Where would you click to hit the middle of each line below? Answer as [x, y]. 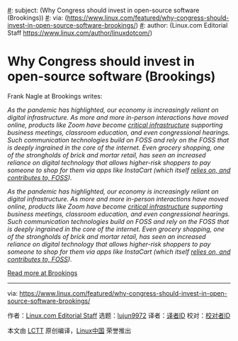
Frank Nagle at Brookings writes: [55, 96]
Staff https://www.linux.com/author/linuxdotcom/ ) [80, 33]
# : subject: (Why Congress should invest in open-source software [103, 10]
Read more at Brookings [42, 273]
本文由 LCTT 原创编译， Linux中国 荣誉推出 [69, 330]
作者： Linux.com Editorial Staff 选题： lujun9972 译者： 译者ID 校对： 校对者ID [119, 315]
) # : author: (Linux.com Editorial [182, 25]
